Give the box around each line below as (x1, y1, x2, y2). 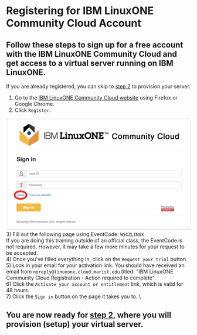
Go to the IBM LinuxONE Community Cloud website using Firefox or (14, 94, 178, 101)
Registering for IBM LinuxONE (6, 4, 154, 18)
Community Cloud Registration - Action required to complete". (6, 274, 157, 282)
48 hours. (6, 287, 30, 294)
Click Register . (14, 107, 51, 114)
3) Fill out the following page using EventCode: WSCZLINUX (6, 231, 144, 238)
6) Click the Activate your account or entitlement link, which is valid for (6, 281, 184, 288)
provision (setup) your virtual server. (6, 319, 144, 329)
